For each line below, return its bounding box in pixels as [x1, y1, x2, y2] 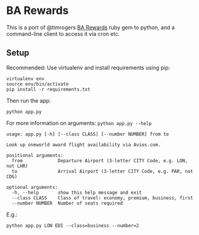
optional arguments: [6, 184, 59, 190]
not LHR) [6, 163, 28, 169]
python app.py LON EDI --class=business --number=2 [6, 222, 139, 228]
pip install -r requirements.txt [6, 86, 91, 92]
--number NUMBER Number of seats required [11, 200, 123, 206]
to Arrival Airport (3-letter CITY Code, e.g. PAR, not [11, 168, 194, 174]
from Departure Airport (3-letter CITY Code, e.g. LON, [11, 157, 188, 164]
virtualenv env [6, 75, 45, 82]
